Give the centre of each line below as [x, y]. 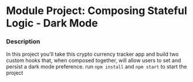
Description [23, 42]
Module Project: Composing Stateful [97, 11]
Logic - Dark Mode [52, 23]
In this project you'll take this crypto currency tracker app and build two [92, 54]
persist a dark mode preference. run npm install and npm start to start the [97, 67]
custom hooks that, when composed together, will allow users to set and [94, 60]
